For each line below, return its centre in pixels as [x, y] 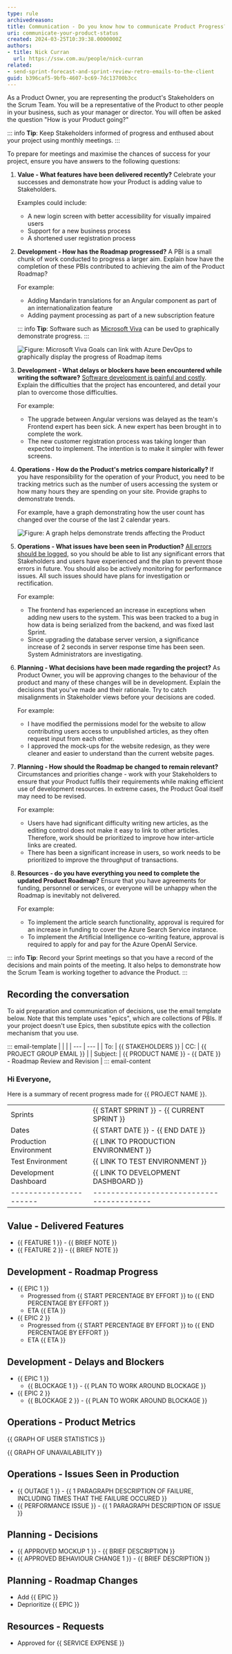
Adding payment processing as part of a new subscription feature [121, 315]
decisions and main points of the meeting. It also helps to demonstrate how [114, 965]
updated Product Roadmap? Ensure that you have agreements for [112, 881]
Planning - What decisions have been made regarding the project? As [119, 668]
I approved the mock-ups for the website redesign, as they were [119, 746]
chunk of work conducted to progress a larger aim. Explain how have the [120, 259]
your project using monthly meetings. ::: [64, 141]
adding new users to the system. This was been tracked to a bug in [123, 618]
